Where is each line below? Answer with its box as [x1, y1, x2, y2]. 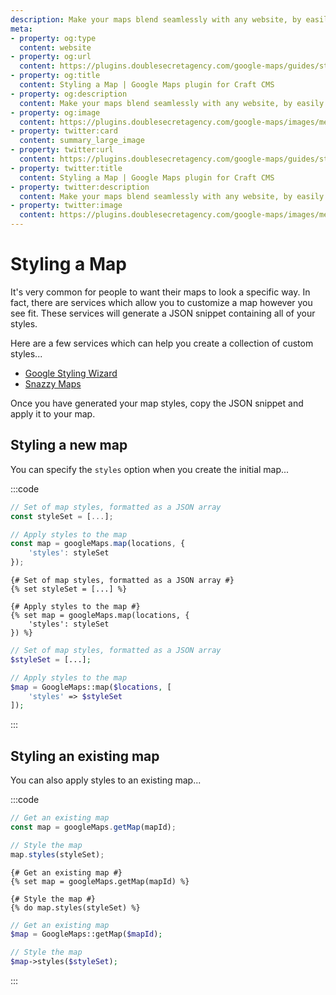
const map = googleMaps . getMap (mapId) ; [10, 822, 177, 832]
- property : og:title [10, 71, 101, 81]
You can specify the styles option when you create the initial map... [10, 463, 290, 475]
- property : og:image [10, 107, 101, 118]
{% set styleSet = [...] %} [10, 584, 128, 594]
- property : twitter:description [10, 182, 150, 192]
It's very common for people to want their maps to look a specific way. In [10, 286, 311, 298]
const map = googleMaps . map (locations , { [10, 539, 186, 549]
